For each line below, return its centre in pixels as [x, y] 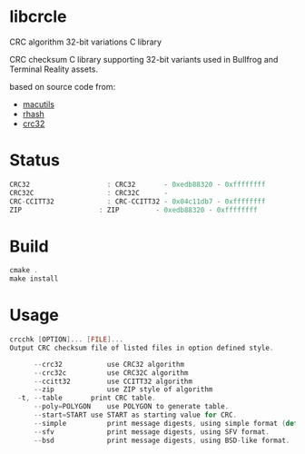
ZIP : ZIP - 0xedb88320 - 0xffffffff [133, 210]
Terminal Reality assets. [54, 69]
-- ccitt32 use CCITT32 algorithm [113, 381]
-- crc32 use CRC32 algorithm [108, 364]
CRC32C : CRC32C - [89, 192]
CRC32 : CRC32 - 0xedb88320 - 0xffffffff [138, 184]
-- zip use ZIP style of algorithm [123, 390]
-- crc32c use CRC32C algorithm [111, 373]
